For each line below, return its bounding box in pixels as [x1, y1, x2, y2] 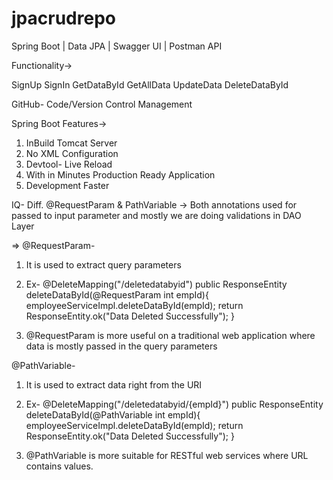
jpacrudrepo [11, 7, 116, 30]
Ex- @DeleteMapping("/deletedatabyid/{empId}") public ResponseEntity [25, 398, 324, 410]
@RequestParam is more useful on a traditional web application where [25, 329, 316, 341]
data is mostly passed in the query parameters [25, 340, 218, 352]
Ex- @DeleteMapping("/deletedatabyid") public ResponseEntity [25, 278, 288, 290]
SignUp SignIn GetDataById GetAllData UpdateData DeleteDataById [11, 78, 289, 91]
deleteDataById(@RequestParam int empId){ [25, 288, 209, 301]
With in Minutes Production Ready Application [25, 168, 216, 181]
